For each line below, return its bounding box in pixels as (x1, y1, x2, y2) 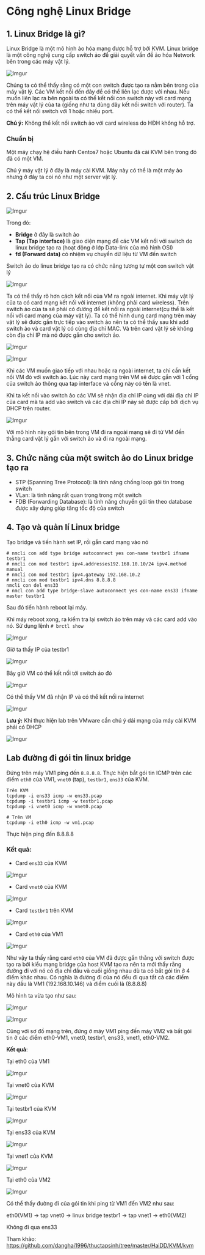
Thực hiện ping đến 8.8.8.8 (6, 830, 74, 837)
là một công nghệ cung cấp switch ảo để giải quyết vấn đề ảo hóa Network (6, 51, 195, 59)
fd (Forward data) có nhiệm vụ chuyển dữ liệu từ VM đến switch (15, 251, 177, 258)
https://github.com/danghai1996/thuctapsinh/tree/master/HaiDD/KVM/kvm (6, 1242, 194, 1249)
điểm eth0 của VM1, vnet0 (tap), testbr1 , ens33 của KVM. (6, 775, 149, 783)
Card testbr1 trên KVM (15, 907, 74, 914)
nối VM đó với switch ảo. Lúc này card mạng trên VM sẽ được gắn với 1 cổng (6, 374, 199, 381)
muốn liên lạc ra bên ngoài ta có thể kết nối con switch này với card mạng (6, 95, 192, 101)
